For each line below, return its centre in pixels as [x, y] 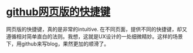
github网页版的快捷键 [58, 12]
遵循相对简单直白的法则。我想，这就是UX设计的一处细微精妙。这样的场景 [94, 36]
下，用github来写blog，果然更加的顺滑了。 [58, 44]
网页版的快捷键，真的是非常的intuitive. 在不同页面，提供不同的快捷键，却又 [97, 29]
